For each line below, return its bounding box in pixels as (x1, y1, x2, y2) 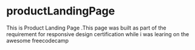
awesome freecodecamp (6, 37, 69, 44)
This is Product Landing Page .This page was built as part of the (6, 24, 166, 31)
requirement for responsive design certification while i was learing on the (6, 30, 190, 37)
